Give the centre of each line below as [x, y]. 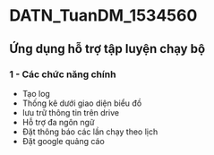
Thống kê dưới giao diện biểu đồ [82, 103]
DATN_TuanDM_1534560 [103, 16]
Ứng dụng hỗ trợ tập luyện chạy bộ [107, 49]
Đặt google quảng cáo [63, 141]
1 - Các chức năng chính [63, 74]
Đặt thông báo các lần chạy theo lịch [90, 132]
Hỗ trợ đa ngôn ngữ [58, 122]
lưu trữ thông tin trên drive [70, 112]
